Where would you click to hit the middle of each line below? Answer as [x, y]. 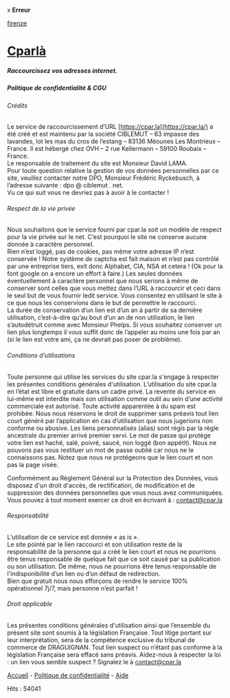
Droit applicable [30, 604]
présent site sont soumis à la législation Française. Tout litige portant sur [110, 633]
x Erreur [19, 10]
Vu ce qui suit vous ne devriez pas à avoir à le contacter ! [88, 193]
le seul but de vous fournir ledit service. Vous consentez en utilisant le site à [115, 296]
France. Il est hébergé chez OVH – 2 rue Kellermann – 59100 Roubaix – [107, 149]
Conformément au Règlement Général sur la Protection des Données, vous [113, 478]
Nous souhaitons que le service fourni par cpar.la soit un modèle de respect [114, 229]
